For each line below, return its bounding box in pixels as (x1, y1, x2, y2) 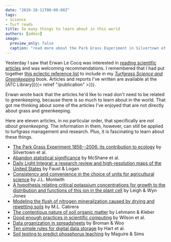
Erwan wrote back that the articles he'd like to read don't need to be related (5, 91, 165, 97)
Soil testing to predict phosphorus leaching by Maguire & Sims (12, 231, 144, 237)
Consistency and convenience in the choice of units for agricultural (12, 171, 155, 177)
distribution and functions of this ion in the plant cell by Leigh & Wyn (12, 187, 157, 193)
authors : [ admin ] (5, 31, 42, 36)
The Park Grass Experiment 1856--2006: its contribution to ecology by (12, 144, 162, 150)
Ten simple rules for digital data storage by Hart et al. (12, 225, 125, 231)
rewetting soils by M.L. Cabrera (12, 203, 79, 210)
